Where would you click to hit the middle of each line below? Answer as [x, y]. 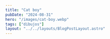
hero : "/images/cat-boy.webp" [37, 19]
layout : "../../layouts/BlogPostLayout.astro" [55, 29]
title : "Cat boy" [24, 10]
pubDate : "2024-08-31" [29, 15]
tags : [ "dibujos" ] [25, 24]
